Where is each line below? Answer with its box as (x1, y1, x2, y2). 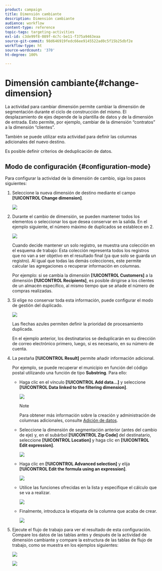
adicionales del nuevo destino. (5, 139, 66, 145)
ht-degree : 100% (5, 52, 38, 57)
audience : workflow (5, 20, 44, 26)
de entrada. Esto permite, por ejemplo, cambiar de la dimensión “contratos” (5, 119, 156, 125)
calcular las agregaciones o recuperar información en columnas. (12, 263, 141, 269)
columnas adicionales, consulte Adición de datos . (19, 418, 118, 423)
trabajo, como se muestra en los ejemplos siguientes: (12, 542, 118, 548)
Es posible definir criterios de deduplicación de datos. (5, 149, 113, 154)
